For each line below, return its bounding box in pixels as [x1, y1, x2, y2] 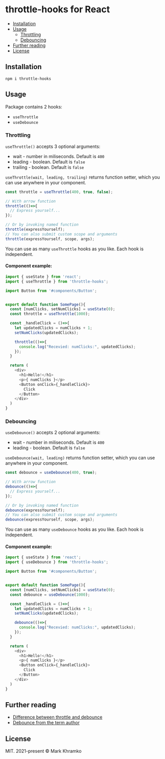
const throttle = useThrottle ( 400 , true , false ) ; [5, 189, 113, 194]
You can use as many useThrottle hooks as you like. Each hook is [5, 246, 144, 252]
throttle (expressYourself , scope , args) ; [5, 236, 95, 242]
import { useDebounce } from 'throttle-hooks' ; [5, 559, 109, 565]
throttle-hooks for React [5, 4, 110, 15]
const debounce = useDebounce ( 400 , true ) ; [5, 470, 97, 475]
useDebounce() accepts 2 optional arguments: [5, 429, 101, 436]
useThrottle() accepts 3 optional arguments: [5, 143, 101, 149]
